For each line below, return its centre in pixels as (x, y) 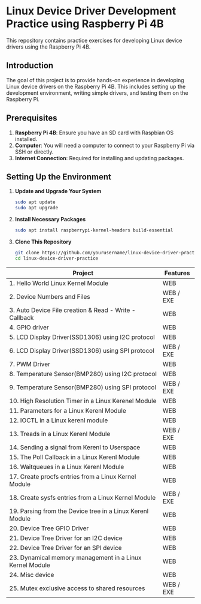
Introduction (30, 66)
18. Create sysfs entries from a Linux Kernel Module (83, 497)
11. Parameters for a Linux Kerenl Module (68, 410)
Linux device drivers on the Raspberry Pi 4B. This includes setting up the (96, 86)
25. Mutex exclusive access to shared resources (77, 588)
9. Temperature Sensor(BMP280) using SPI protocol (83, 387)
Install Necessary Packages (50, 220)
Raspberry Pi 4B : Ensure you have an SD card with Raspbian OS (94, 133)
